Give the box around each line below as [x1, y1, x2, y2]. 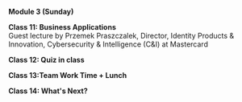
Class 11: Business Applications [8, 22, 117, 31]
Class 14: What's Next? [8, 86, 89, 96]
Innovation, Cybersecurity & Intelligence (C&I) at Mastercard [8, 39, 208, 49]
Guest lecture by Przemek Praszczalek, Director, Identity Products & [8, 31, 235, 40]
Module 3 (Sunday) [8, 7, 74, 16]
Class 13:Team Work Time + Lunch [8, 71, 127, 80]
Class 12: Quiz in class [8, 55, 85, 64]
